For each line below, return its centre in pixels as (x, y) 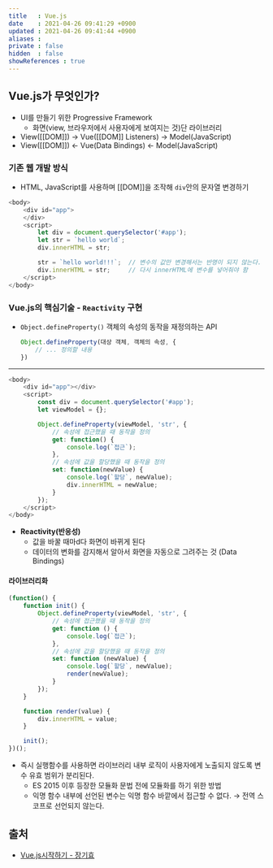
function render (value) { (67, 711)
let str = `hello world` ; (82, 241)
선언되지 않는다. (79, 806)
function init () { (54, 606)
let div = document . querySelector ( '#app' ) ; (112, 232)
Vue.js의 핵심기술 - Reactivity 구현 (76, 307)
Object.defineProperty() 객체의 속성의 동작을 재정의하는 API (119, 327)
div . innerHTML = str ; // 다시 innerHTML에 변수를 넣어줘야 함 (143, 270)
